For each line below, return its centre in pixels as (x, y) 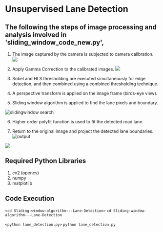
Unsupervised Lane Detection (67, 9)
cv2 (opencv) (25, 173)
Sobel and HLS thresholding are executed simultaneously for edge (79, 79)
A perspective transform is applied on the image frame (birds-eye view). (85, 93)
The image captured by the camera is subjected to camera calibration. (83, 54)
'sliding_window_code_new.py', (54, 42)
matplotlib (22, 183)
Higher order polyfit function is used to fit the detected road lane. (78, 122)
